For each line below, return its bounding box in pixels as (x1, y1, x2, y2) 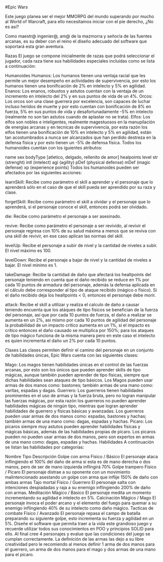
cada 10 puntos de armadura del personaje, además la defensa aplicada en (5, 282, 155, 288)
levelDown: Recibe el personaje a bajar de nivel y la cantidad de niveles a (5, 257, 151, 263)
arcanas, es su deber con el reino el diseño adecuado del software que (5, 38, 147, 44)
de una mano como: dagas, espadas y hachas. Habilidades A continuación (5, 439, 154, 445)
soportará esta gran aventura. (5, 44, 65, 49)
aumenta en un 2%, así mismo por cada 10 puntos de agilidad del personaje (5, 317, 157, 323)
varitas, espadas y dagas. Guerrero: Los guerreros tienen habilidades (5, 388, 144, 393)
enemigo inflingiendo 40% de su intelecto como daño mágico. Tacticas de (5, 505, 154, 511)
